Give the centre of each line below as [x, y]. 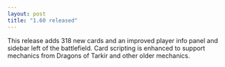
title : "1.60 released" [43, 20]
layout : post [27, 14]
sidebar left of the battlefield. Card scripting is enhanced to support [106, 48]
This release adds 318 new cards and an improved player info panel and [113, 40]
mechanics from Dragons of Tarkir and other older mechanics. [99, 55]
